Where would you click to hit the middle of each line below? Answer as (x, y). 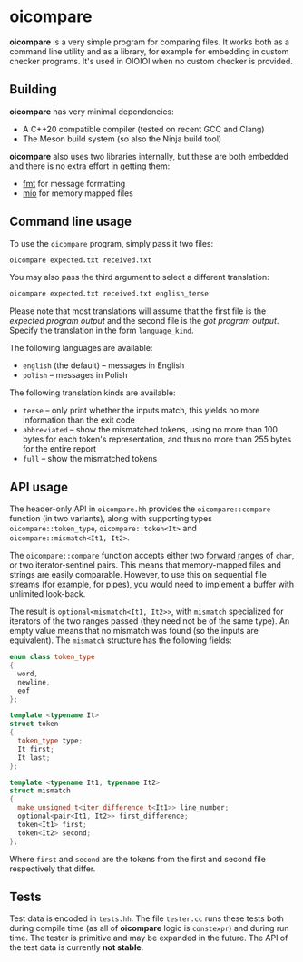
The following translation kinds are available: (93, 393)
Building (33, 89)
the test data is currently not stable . (77, 947)
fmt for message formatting (74, 183)
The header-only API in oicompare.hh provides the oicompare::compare (140, 509)
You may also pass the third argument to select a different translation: (139, 277)
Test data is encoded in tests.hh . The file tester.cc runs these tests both (147, 918)
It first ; (36, 749)
